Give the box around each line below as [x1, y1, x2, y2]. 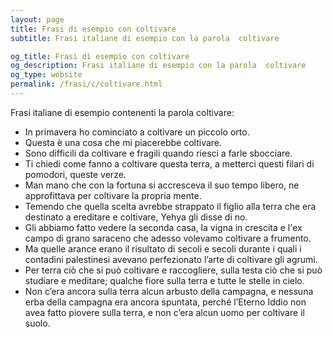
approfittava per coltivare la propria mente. [24, 189, 202, 201]
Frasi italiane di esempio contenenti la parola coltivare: [10, 106, 235, 118]
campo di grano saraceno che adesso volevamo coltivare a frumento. [24, 232, 312, 244]
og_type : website [10, 70, 83, 80]
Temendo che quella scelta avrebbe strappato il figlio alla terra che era [24, 200, 317, 212]
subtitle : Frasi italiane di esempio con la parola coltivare [10, 33, 280, 43]
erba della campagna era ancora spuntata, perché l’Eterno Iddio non [24, 296, 307, 308]
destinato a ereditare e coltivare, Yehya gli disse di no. [24, 211, 248, 223]
